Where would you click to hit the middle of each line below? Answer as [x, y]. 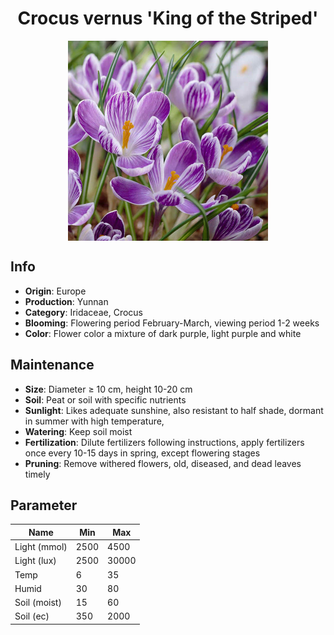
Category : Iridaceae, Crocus [83, 312]
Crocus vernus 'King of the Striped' [168, 18]
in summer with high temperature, [94, 421]
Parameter [44, 505]
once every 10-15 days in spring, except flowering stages [142, 453]
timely [37, 474]
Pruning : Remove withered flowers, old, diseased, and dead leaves [163, 463]
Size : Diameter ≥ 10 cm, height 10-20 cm [108, 389]
